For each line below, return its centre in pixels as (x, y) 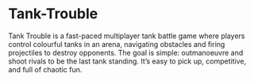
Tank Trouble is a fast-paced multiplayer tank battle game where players (127, 36)
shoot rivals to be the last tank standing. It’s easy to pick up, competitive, (127, 61)
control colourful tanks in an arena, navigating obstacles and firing (117, 44)
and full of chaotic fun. (45, 69)
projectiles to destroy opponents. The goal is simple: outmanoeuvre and (126, 52)
